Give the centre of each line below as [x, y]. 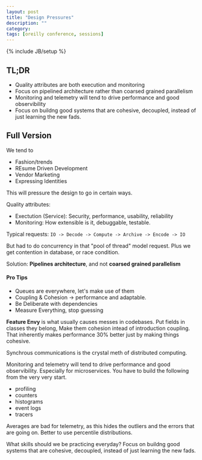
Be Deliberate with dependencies [56, 303]
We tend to [20, 150]
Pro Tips [17, 278]
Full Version [29, 136]
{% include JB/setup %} [36, 51]
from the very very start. [36, 377]
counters [26, 395]
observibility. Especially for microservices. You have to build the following [98, 370]
